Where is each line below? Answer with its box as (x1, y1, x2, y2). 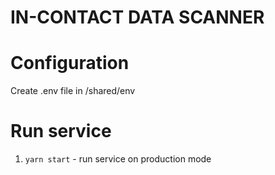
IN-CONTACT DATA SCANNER (10, 6, 265, 29)
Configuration (10, 52, 130, 75)
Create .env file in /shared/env (10, 85, 136, 97)
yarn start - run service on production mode (24, 153, 212, 165)
